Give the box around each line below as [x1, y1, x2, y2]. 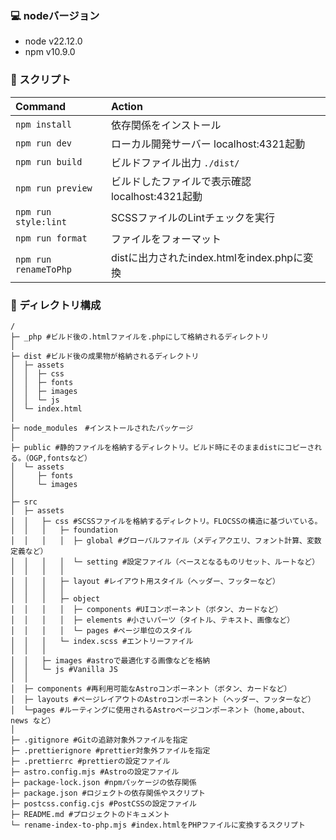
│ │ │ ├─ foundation [10, 525, 118, 535]
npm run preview [15, 182, 93, 194]
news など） [10, 715, 56, 726]
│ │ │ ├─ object [10, 593, 101, 604]
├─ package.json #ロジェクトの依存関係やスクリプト [10, 788, 206, 798]
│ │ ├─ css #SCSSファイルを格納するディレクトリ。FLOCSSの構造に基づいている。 [10, 516, 323, 526]
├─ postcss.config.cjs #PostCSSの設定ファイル [10, 798, 197, 809]
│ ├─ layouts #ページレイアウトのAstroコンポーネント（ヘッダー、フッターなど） [10, 694, 316, 704]
